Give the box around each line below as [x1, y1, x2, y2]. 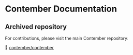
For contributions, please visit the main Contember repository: [5, 35, 129, 41]
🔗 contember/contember [5, 45, 54, 50]
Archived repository [5, 23, 67, 31]
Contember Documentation [5, 3, 117, 14]
